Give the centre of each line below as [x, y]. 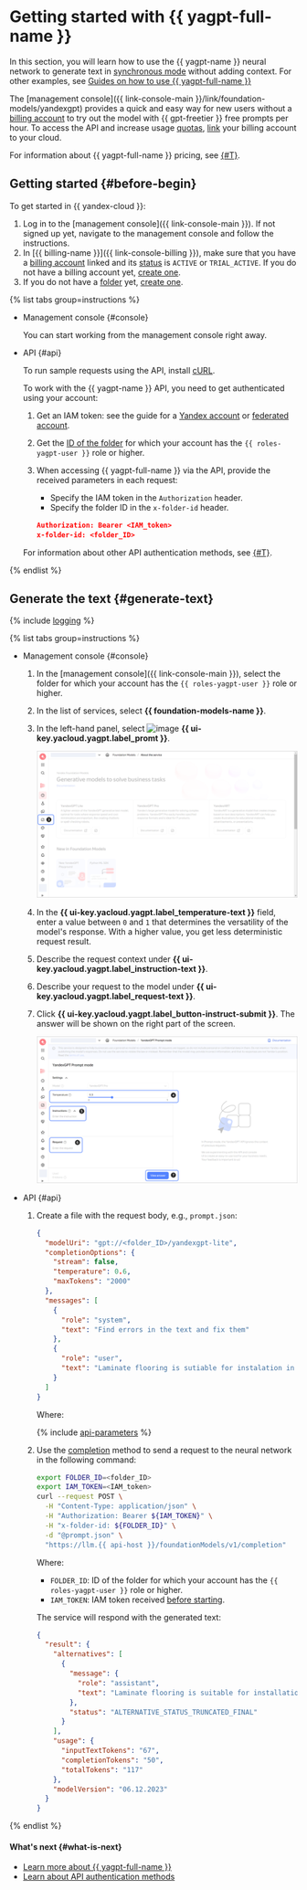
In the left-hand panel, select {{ [112, 729]
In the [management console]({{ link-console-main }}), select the [159, 674]
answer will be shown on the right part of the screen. [136, 1024]
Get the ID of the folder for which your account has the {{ [144, 443]
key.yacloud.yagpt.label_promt [97, 738]
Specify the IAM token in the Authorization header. [147, 497]
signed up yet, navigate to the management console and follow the [148, 233]
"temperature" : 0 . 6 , [92, 1272]
